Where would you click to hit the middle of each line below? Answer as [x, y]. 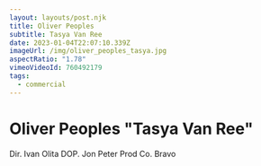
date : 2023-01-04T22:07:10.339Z [70, 43]
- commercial [42, 84]
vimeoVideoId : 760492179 [56, 68]
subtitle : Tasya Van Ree [56, 34]
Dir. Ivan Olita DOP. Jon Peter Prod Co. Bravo [93, 153]
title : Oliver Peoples [52, 26]
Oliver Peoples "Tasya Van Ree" [131, 129]
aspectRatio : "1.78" [48, 59]
